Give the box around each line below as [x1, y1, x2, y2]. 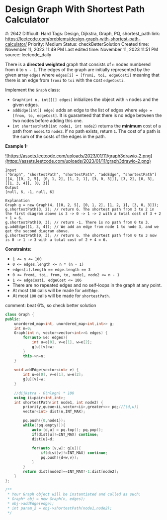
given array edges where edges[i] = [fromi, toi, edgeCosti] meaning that [5, 72, 160, 78]
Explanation [5, 198, 30, 203]
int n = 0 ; [14, 326, 32, 331]
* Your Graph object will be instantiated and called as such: [7, 492, 141, 497]
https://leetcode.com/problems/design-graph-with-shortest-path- [5, 36, 141, 42]
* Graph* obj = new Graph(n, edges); [7, 497, 85, 502]
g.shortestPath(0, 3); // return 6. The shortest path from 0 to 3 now [5, 233, 157, 238]
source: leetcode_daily [5, 51, 52, 58]
